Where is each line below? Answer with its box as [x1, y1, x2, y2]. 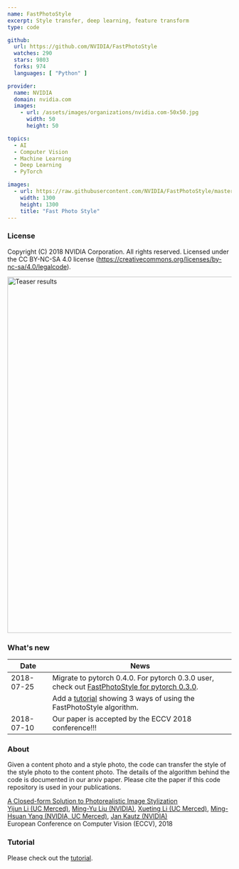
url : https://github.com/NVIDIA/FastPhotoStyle [14, 43, 158, 51]
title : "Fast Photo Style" [20, 207, 100, 214]
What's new [7, 642, 50, 652]
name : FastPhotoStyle [7, 10, 72, 18]
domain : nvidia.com [14, 95, 72, 103]
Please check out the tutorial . [7, 853, 93, 862]
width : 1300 [20, 194, 55, 202]
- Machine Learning [14, 155, 72, 162]
